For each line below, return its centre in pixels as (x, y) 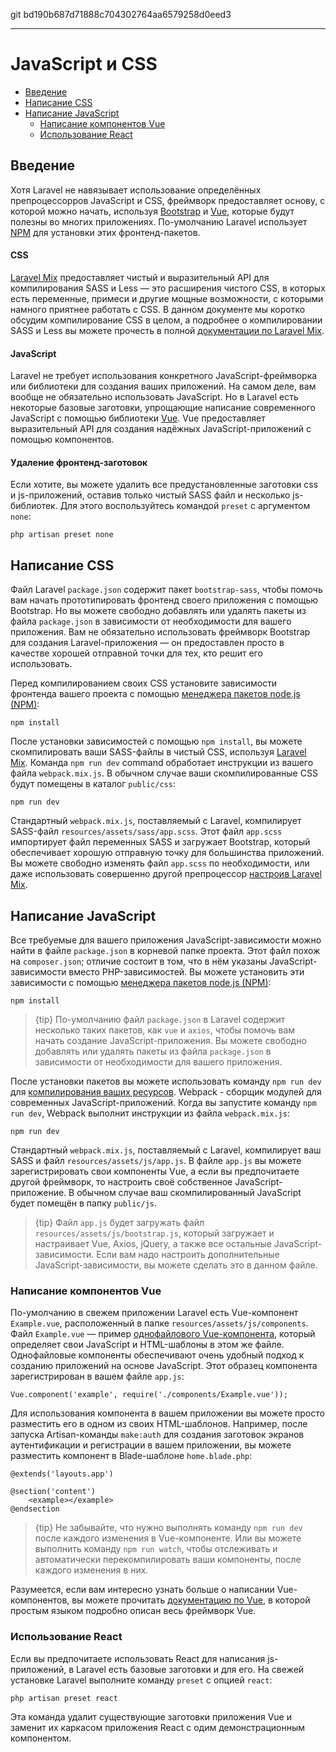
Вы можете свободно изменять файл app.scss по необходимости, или (160, 863)
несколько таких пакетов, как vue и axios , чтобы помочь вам (165, 1030)
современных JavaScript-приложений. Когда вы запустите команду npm (163, 1102)
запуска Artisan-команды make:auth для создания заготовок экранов (157, 1435)
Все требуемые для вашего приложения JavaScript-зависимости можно (166, 940)
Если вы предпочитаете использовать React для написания (138, 1658)
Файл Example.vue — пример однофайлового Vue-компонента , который (163, 1334)
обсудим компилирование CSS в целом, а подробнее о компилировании (166, 320)
